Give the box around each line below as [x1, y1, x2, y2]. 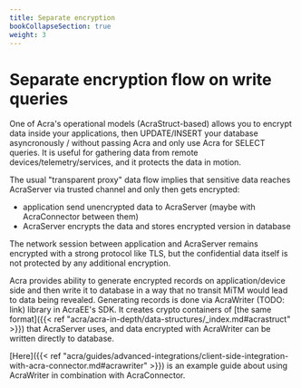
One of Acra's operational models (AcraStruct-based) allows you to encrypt [9, 119, 293, 130]
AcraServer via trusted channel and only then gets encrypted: [9, 184, 240, 195]
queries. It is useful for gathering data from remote [9, 147, 199, 159]
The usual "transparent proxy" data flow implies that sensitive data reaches [9, 174, 291, 186]
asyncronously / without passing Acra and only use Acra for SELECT [9, 138, 266, 149]
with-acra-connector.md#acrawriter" [9, 360, 148, 372]
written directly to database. [9, 333, 115, 344]
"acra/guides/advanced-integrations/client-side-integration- [63, 351, 289, 362]
